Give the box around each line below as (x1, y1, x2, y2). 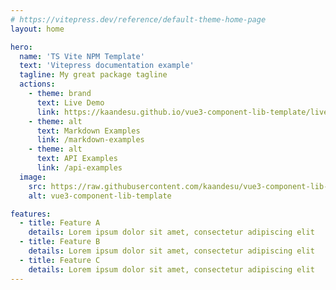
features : (10, 209, 52, 219)
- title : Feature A (19, 218, 101, 228)
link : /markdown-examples (36, 135, 145, 145)
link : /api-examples (36, 163, 123, 173)
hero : (10, 42, 33, 52)
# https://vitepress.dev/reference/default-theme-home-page (10, 14, 267, 25)
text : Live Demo (36, 97, 105, 108)
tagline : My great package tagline (19, 70, 168, 80)
